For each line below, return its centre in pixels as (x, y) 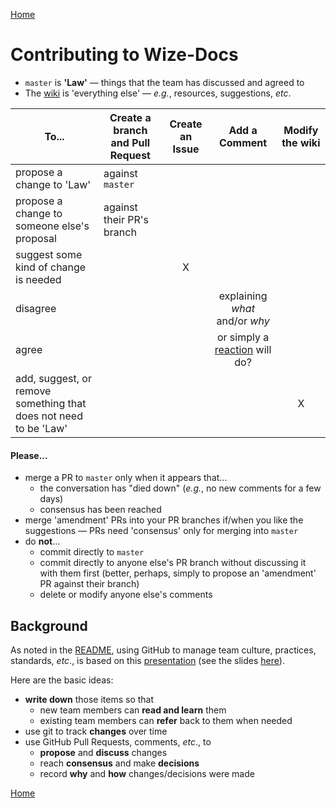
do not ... (42, 541)
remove (33, 391)
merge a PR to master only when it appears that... (126, 478)
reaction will (243, 349)
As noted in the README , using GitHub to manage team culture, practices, (163, 650)
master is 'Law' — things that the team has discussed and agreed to (164, 82)
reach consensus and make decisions (119, 763)
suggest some (49, 254)
